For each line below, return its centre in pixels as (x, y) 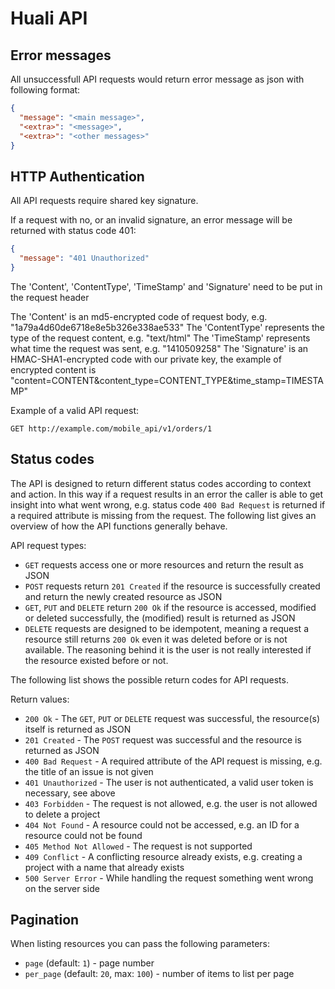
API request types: (48, 545)
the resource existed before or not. (96, 660)
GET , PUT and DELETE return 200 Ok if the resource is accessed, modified (170, 607)
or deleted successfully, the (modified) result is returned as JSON (160, 618)
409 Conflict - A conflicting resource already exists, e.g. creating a (163, 856)
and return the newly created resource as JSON (123, 596)
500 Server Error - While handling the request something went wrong (169, 878)
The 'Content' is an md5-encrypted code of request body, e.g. (139, 316)
